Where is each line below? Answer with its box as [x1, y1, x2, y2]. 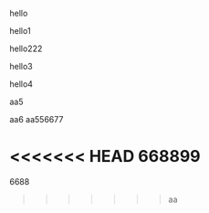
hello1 [9, 26, 31, 36]
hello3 [9, 61, 34, 71]
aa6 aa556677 [9, 114, 64, 124]
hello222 [9, 43, 43, 54]
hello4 [9, 79, 34, 90]
